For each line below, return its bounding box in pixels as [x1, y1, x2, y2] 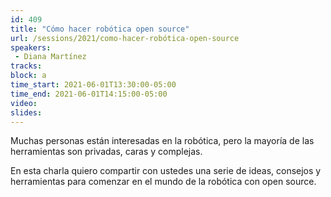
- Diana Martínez [14, 52, 87, 62]
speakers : [10, 42, 52, 53]
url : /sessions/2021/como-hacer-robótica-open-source [10, 33, 240, 43]
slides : [10, 107, 43, 118]
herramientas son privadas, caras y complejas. [10, 146, 203, 158]
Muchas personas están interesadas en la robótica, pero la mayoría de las [10, 135, 315, 147]
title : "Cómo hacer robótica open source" [10, 24, 190, 34]
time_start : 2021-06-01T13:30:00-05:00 [10, 80, 177, 90]
